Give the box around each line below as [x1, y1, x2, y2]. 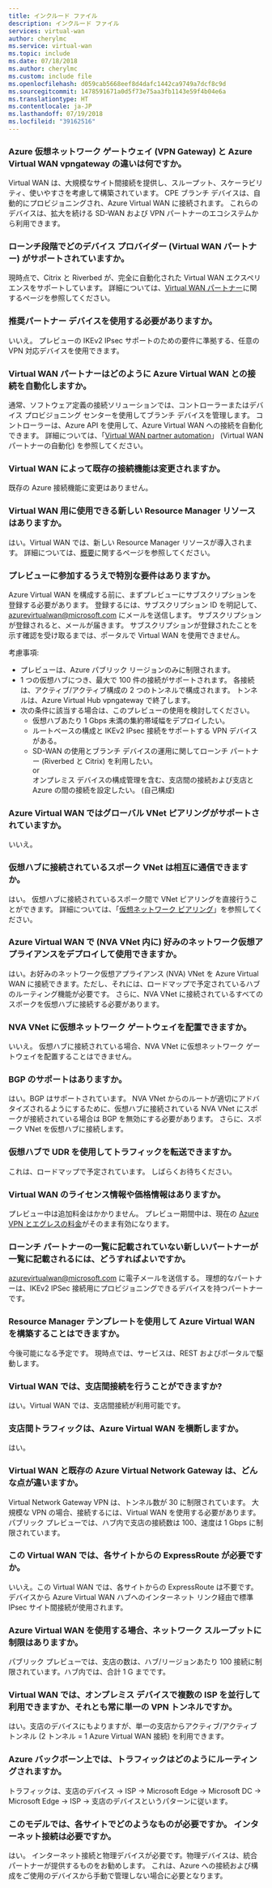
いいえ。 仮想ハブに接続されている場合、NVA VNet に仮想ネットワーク [8, 1041, 244, 1051]
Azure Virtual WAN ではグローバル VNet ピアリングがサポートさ [8, 807, 261, 818]
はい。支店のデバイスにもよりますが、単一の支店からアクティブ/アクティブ [8, 1722, 257, 1731]
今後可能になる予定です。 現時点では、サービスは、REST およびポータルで [8, 1348, 257, 1358]
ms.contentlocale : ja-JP [8, 102, 92, 110]
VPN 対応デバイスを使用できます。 [8, 346, 124, 356]
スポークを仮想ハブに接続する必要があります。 [8, 999, 164, 1009]
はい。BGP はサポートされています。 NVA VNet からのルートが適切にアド [8, 1093, 253, 1104]
